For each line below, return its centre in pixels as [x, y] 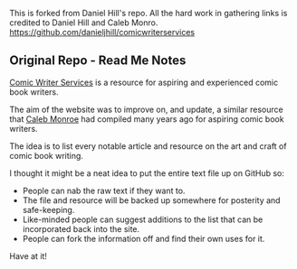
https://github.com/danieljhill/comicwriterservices [102, 32]
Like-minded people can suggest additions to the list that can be [143, 219]
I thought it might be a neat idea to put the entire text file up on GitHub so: [147, 173]
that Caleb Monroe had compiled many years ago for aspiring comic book [147, 119]
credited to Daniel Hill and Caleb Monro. [84, 23]
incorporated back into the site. [81, 228]
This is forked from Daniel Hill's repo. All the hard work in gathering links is [148, 13]
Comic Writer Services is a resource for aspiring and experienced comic [144, 82]
